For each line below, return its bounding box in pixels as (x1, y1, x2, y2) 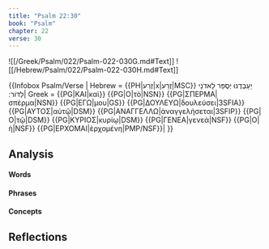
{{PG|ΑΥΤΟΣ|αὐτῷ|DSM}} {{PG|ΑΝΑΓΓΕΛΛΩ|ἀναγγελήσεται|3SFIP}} (8, 107, 241, 116)
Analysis (8, 147, 54, 161)
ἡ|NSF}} (8, 124, 36, 133)
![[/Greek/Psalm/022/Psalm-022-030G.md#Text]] (8, 57, 175, 66)
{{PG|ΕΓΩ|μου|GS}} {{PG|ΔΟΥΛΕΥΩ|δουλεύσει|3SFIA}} (59, 98, 246, 108)
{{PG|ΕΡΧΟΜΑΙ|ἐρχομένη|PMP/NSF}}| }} (36, 124, 174, 133)
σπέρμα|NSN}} (8, 98, 58, 108)
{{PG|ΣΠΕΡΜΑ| (166, 90, 218, 99)
